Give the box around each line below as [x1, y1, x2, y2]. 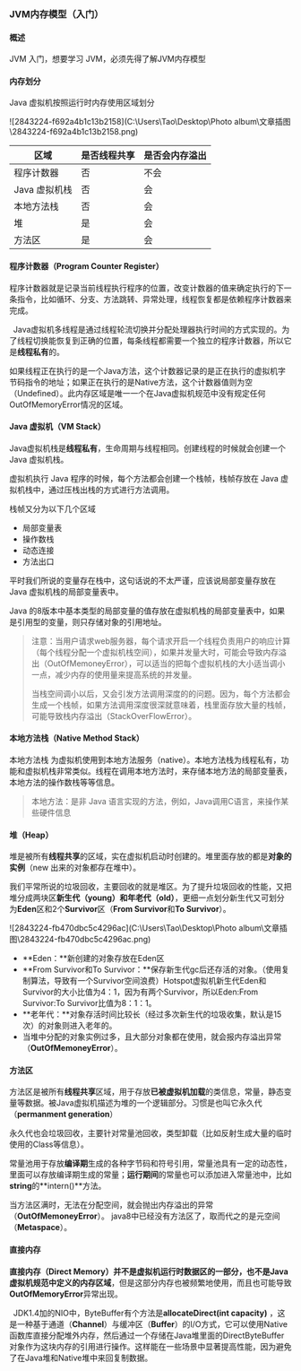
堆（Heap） [9, 829, 54, 840]
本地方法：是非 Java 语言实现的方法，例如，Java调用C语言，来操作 [30, 795, 281, 806]
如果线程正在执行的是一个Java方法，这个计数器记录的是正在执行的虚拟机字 [9, 365, 287, 376]
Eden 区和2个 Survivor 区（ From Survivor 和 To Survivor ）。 [17, 904, 231, 915]
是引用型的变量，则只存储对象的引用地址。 [9, 616, 167, 627]
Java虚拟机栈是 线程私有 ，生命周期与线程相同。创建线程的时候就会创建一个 [9, 442, 287, 454]
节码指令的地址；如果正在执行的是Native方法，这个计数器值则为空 [9, 377, 254, 387]
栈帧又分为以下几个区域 [9, 503, 96, 514]
